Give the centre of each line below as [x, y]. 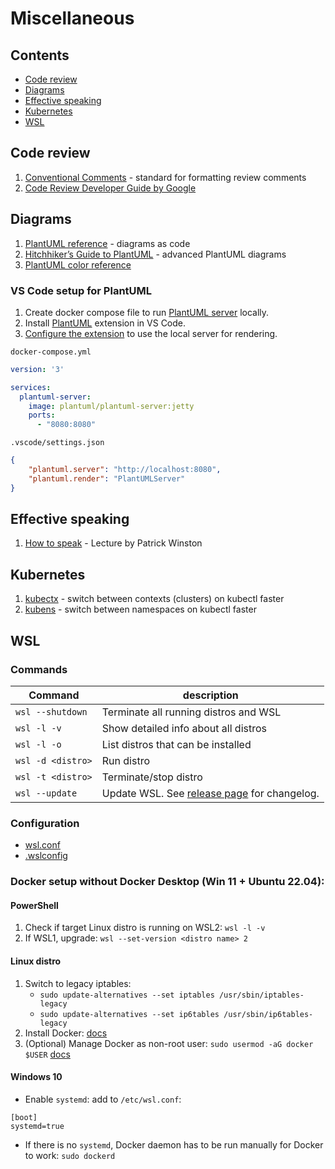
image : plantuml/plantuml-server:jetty [111, 406]
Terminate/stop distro [152, 777]
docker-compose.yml [51, 352]
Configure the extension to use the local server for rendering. [151, 333]
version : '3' [37, 369]
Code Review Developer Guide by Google [110, 188]
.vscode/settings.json [57, 443]
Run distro [125, 760]
